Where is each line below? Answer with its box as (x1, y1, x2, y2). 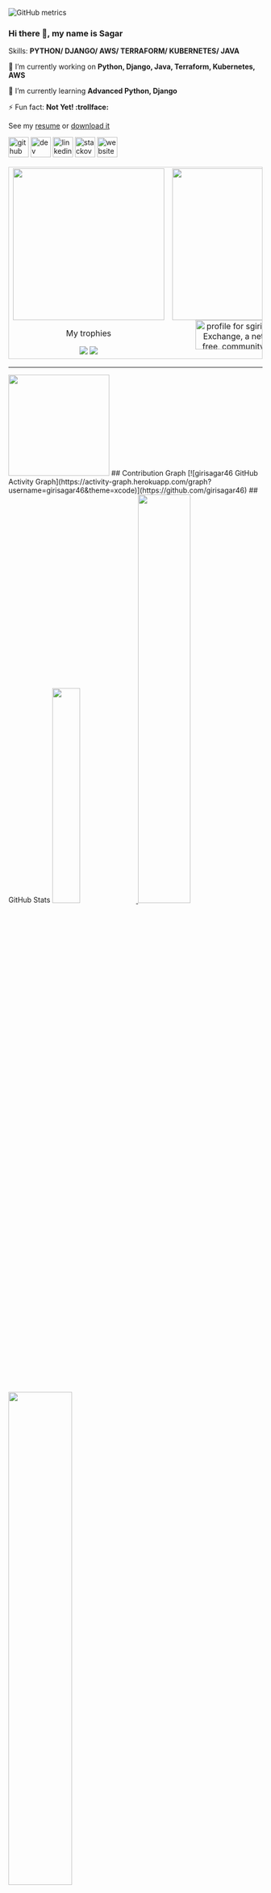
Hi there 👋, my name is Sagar (8, 28, 123, 39)
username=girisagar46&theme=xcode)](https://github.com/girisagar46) (8, 485, 248, 495)
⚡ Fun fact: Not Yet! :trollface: (8, 102, 109, 112)
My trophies (65, 328, 111, 339)
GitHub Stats (8, 895, 51, 905)
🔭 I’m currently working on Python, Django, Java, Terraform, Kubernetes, (8, 61, 256, 72)
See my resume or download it (8, 121, 110, 131)
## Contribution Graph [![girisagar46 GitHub (110, 468, 258, 478)
